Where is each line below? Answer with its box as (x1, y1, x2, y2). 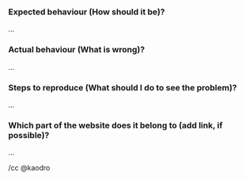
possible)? (8, 129, 50, 140)
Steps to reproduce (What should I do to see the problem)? (8, 82, 237, 93)
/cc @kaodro (8, 163, 51, 173)
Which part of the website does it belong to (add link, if (8, 120, 223, 131)
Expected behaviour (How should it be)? (8, 6, 165, 17)
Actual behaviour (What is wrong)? (8, 44, 145, 56)
